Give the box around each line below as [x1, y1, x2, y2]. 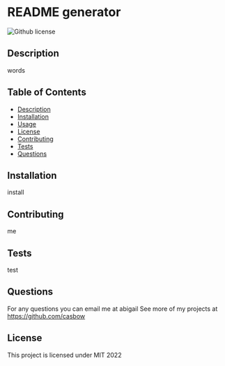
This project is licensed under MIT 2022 [7, 351, 122, 359]
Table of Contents [7, 87, 87, 98]
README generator [7, 4, 121, 20]
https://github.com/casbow [7, 312, 86, 320]
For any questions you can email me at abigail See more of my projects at [7, 305, 218, 313]
